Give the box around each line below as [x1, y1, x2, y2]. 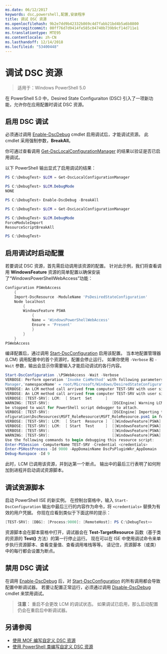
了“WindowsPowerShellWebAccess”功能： [5, 276, 93, 281]
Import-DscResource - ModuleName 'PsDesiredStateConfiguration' [14, 294, 148, 299]
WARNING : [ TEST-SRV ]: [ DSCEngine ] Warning [5, 400, 155, 405]
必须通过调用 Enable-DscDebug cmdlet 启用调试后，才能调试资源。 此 [5, 131, 149, 137]
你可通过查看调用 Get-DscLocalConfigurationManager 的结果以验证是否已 [5, 148, 157, 154]
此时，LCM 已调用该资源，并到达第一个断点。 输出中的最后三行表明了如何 [5, 461, 157, 467]
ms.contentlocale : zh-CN [5, 35, 57, 40]
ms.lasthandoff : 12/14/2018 [5, 40, 64, 45]
